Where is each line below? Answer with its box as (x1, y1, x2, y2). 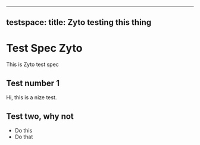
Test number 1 (6, 78, 60, 88)
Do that (14, 133, 33, 140)
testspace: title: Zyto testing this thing (6, 17, 152, 27)
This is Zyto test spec (6, 61, 60, 68)
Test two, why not (6, 111, 74, 121)
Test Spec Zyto (6, 41, 83, 55)
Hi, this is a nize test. (6, 94, 57, 101)
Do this (14, 127, 33, 134)
